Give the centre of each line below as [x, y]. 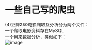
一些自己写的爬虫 [40, 10]
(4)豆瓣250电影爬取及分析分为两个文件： [47, 25]
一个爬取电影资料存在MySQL [35, 30]
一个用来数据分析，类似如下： [36, 37]
